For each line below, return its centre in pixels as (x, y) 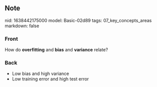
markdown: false (22, 26)
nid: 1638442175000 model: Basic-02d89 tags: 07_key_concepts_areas (78, 20)
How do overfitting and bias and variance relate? (56, 50)
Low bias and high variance (41, 74)
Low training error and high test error (50, 79)
